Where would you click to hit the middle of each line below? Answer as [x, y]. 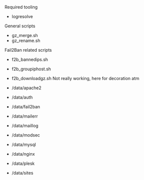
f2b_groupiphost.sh [31, 69]
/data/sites [22, 173]
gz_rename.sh [26, 40]
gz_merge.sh [25, 35]
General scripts [20, 26]
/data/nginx [23, 154]
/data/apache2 [27, 88]
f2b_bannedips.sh [30, 60]
